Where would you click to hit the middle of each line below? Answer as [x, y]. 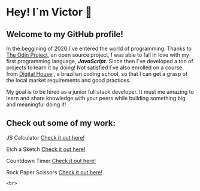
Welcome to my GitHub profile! [65, 34]
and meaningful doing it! [36, 104]
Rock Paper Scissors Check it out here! [54, 172]
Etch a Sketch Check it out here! [46, 149]
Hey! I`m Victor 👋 [49, 12]
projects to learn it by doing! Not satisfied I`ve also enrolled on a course [94, 67]
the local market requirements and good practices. [69, 80]
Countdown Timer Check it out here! [51, 161]
